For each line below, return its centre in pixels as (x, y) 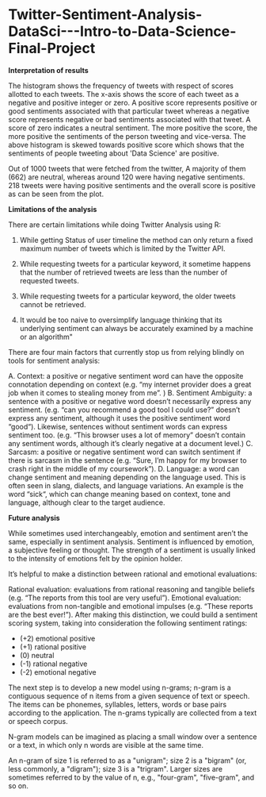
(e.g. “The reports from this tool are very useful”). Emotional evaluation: (125, 598)
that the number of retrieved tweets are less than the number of (123, 272)
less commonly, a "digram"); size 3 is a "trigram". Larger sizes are (116, 768)
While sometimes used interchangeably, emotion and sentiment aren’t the (128, 533)
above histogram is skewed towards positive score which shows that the (126, 144)
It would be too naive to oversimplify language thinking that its (121, 320)
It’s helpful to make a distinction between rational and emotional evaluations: (133, 574)
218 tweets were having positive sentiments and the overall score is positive (132, 185)
